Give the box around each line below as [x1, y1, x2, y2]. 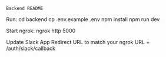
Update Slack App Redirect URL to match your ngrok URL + [6, 39, 150, 45]
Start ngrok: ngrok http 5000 [6, 27, 76, 34]
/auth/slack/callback [6, 45, 56, 52]
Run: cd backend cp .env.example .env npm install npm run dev [6, 16, 160, 23]
